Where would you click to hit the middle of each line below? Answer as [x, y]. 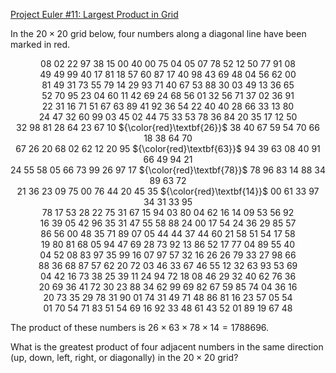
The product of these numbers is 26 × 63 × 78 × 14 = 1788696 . [140, 327]
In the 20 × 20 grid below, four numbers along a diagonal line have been [158, 33]
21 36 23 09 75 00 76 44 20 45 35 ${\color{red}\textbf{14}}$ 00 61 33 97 [168, 191]
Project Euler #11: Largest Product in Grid [94, 14]
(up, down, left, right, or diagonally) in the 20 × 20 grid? [124, 357]
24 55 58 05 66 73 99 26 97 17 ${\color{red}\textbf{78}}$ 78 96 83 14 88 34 [168, 170]
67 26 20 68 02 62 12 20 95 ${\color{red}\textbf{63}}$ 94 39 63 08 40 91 [168, 148]
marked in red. [40, 44]
